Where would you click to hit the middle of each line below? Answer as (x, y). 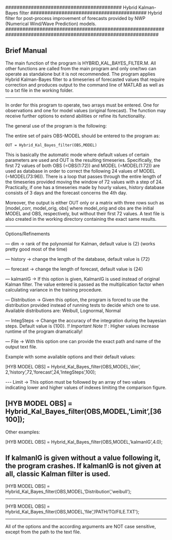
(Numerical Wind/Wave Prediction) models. (51, 24)
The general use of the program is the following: (56, 126)
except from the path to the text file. (43, 532)
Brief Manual (26, 51)
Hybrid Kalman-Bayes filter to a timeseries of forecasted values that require (85, 79)
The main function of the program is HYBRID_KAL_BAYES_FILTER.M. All (81, 63)
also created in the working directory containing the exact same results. (81, 219)
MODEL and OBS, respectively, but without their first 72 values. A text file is (85, 213)
